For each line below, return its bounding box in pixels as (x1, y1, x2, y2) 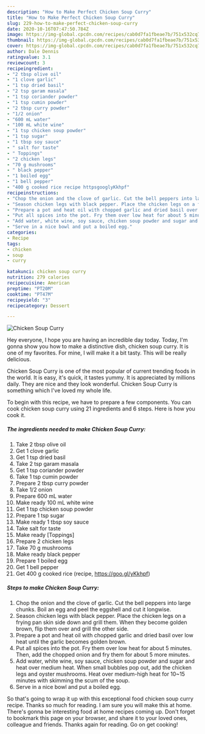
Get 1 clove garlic (15, 448, 60, 455)
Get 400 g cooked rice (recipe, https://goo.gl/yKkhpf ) (15, 570, 151, 578)
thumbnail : (7, 37, 35, 43)
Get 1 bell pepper (15, 564, 59, 571)
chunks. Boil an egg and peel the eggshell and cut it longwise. (15, 606, 172, 613)
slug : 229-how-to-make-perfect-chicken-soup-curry (7, 20, 138, 26)
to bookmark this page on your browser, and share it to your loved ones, (7, 715, 188, 722)
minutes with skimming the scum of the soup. (15, 677, 130, 684)
